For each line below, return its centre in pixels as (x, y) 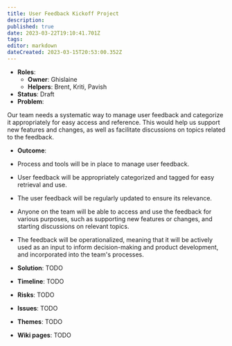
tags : (15, 40)
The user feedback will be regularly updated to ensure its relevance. (115, 198)
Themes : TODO (40, 321)
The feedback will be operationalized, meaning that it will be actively (115, 239)
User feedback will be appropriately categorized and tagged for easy (116, 177)
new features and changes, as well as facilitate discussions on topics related (116, 130)
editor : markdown (32, 46)
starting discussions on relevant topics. (73, 226)
